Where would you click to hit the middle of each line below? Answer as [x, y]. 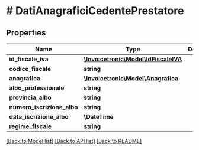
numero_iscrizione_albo [44, 107]
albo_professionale [37, 88]
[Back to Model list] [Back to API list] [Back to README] [74, 141]
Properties [26, 33]
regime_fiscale [31, 126]
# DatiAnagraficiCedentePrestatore [95, 11]
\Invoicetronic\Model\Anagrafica [131, 78]
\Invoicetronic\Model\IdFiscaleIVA [133, 59]
